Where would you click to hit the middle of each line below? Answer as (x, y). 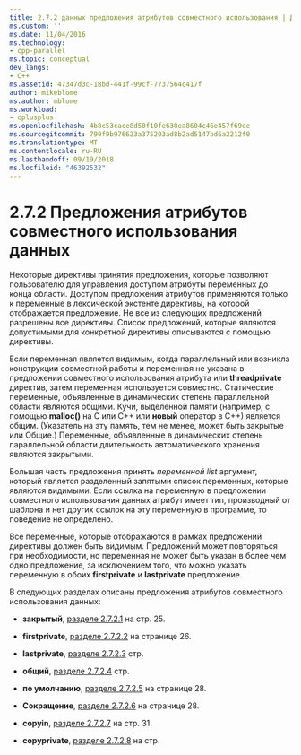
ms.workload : (34, 109)
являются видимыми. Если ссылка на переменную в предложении (138, 490)
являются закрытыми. (52, 455)
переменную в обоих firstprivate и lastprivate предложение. (126, 575)
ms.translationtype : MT (54, 143)
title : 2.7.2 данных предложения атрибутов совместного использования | (148, 17)
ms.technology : (38, 43)
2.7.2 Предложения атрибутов (129, 212)
